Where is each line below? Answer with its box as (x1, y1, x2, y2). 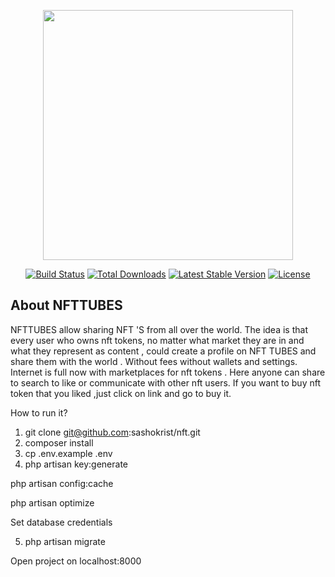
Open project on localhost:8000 (10, 555, 142, 567)
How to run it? (10, 406, 68, 419)
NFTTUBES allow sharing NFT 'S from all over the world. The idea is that (10, 323, 308, 335)
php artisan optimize (10, 496, 95, 509)
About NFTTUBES (10, 297, 123, 314)
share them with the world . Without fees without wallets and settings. (10, 355, 298, 367)
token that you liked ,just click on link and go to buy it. (10, 387, 232, 399)
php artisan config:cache (10, 477, 114, 489)
